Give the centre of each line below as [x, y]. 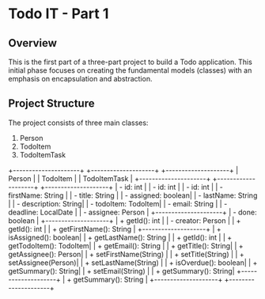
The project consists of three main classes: [78, 123]
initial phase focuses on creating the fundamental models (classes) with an [130, 70]
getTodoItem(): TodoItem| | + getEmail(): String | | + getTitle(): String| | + [126, 245]
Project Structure [51, 104]
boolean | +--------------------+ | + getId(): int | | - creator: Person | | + [125, 220]
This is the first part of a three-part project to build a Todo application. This [131, 62]
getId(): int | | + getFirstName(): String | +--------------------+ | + [115, 229]
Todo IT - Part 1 [59, 14]
